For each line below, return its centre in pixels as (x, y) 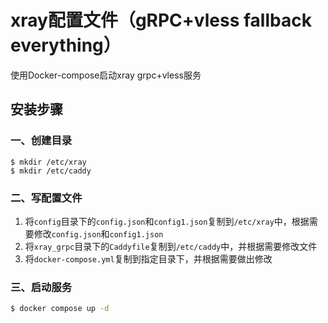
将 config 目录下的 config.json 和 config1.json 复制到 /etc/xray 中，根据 (167, 221)
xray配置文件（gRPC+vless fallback (161, 20)
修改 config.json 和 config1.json (98, 233)
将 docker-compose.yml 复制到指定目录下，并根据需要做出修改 (148, 258)
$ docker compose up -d (60, 309)
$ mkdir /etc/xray (48, 162)
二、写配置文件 (46, 198)
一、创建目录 (41, 141)
